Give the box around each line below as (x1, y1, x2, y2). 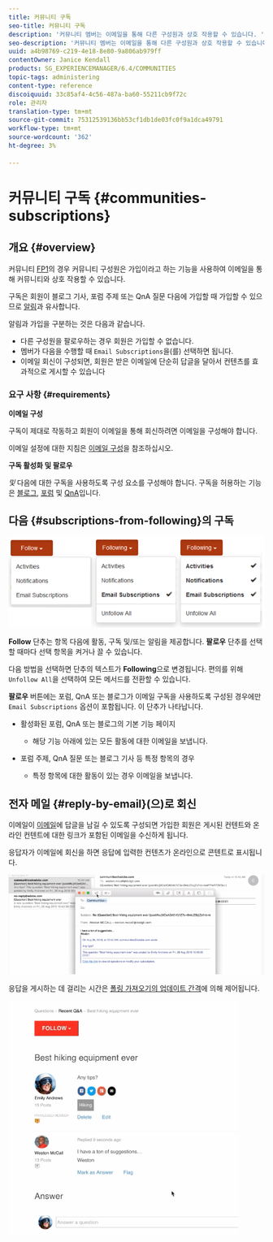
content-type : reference (8, 81, 93, 89)
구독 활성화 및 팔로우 (8, 460, 73, 470)
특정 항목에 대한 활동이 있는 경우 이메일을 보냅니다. (32, 771, 193, 781)
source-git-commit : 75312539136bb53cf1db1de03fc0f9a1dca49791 (8, 116, 223, 124)
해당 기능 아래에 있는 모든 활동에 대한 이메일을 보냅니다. (32, 736, 209, 746)
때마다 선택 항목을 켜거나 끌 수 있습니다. (16, 647, 143, 657)
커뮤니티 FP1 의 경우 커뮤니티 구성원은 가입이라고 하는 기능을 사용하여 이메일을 (8, 264, 254, 274)
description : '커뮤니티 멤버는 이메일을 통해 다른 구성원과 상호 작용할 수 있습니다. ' (8, 30, 265, 38)
